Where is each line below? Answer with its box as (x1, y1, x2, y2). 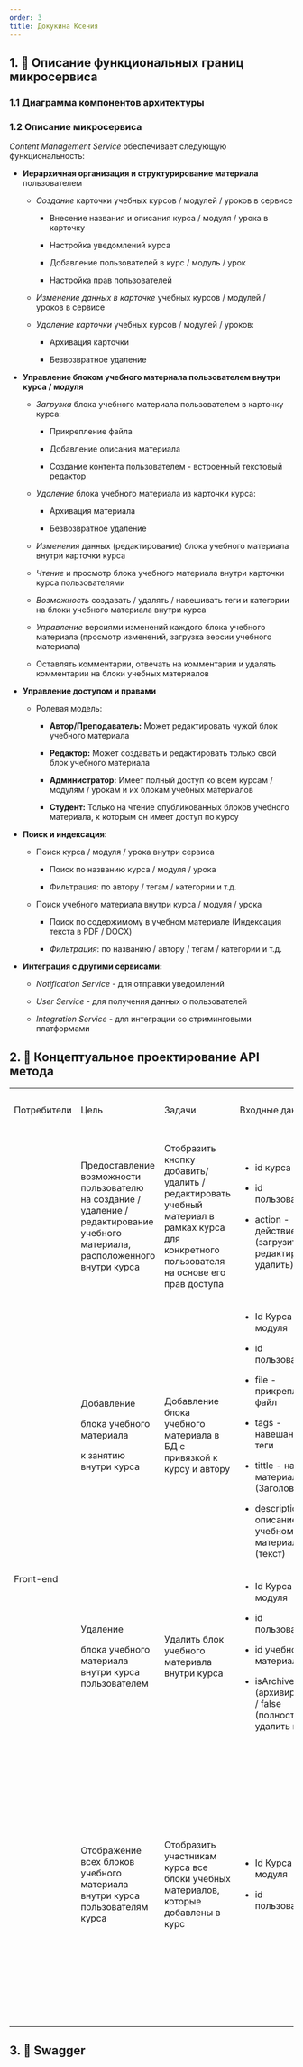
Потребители (14, 1103, 72, 1116)
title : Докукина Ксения (9, 22, 99, 31)
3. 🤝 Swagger (9, 2043, 86, 2059)
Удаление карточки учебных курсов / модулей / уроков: (35, 320, 254, 331)
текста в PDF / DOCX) (49, 926, 133, 937)
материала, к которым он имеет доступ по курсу (49, 812, 239, 823)
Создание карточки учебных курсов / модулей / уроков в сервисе (35, 195, 293, 206)
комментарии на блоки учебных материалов (35, 668, 209, 679)
